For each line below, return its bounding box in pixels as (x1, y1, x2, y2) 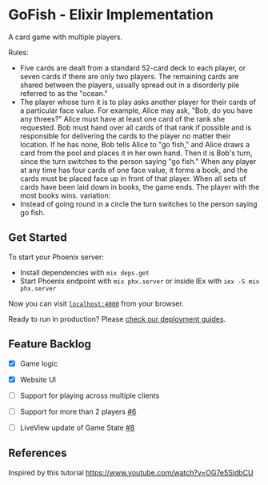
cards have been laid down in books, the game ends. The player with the (19, 182, 260, 191)
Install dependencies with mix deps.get (19, 267, 150, 277)
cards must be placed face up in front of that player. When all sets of (19, 174, 246, 183)
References (8, 447, 67, 460)
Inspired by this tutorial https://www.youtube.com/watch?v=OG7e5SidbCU (8, 467, 254, 477)
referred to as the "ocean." (19, 88, 108, 98)
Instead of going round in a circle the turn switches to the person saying (19, 198, 258, 209)
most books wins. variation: (19, 190, 111, 200)
